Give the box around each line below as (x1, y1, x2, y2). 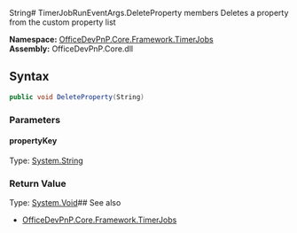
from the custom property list (9, 17, 117, 27)
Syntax (9, 69, 50, 84)
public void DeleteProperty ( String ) (9, 92, 145, 101)
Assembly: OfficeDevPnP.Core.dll (9, 43, 134, 54)
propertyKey (9, 136, 58, 146)
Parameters (9, 113, 60, 126)
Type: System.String (9, 155, 84, 166)
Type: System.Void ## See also (9, 198, 121, 208)
